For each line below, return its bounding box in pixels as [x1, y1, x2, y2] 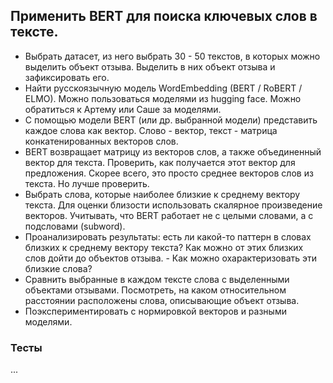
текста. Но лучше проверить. [24, 177, 150, 189]
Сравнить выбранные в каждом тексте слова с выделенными [24, 273, 290, 285]
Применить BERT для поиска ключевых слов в [10, 8, 318, 25]
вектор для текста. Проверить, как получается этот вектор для [24, 156, 296, 168]
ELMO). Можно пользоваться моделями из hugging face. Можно [24, 92, 302, 104]
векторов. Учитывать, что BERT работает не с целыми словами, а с [24, 209, 314, 221]
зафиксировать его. [24, 71, 110, 83]
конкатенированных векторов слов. [24, 135, 179, 147]
